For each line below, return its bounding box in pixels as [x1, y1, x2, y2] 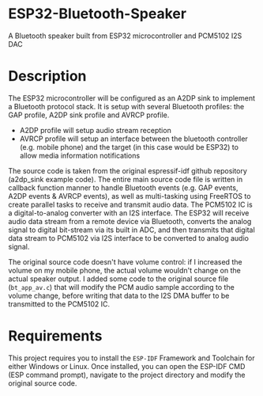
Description [8, 67, 87, 86]
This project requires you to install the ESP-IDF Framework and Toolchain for [8, 353, 255, 363]
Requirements [8, 327, 103, 345]
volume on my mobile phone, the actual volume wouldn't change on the [8, 265, 241, 275]
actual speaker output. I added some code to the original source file [8, 274, 229, 284]
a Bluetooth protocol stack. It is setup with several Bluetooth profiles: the [8, 101, 245, 111]
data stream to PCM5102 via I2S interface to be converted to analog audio [8, 233, 249, 242]
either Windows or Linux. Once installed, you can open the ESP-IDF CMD [8, 361, 246, 371]
